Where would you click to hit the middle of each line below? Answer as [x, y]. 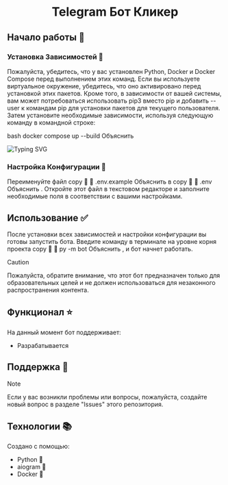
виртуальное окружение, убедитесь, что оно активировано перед [104, 86]
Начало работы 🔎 [46, 37]
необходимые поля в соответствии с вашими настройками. [95, 197]
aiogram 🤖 [31, 467]
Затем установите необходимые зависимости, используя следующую [110, 115]
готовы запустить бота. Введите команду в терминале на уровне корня [112, 241]
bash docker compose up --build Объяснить [71, 136]
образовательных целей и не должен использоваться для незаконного [111, 282]
